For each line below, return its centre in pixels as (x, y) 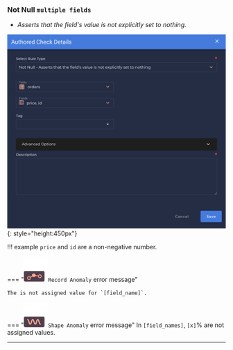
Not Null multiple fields (49, 10)
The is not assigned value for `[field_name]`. (77, 293)
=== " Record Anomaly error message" (72, 280)
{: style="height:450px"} (42, 233)
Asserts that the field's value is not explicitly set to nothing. (102, 25)
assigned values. (31, 333)
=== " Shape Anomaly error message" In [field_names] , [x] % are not (116, 325)
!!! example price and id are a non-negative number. (82, 247)
